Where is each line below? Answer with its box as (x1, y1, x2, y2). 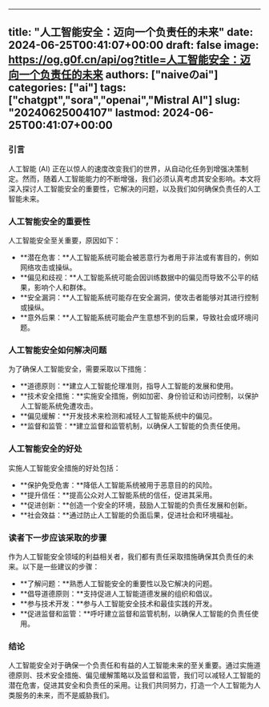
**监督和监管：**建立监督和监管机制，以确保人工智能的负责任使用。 (19, 421, 245, 431)
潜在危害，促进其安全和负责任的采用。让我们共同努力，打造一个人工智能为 (8, 681, 254, 690)
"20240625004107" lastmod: (8, 106, 161, 120)
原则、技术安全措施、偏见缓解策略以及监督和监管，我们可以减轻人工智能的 (14, 670, 261, 681)
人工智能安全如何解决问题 (8, 344, 107, 356)
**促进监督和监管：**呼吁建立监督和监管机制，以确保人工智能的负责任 (19, 609, 252, 618)
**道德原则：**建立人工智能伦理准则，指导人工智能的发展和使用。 (19, 381, 238, 391)
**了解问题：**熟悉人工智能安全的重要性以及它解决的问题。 (19, 578, 217, 588)
